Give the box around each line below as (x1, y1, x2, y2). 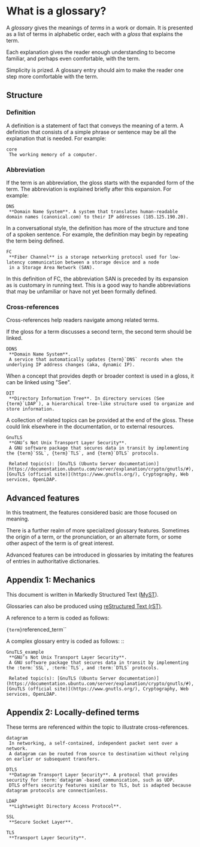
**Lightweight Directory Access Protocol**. (8, 803, 122, 809)
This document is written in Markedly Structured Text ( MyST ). (6, 591, 159, 598)
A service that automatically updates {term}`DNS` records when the (8, 357, 184, 363)
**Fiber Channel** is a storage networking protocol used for (8, 254, 168, 260)
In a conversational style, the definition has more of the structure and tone (6, 224, 189, 232)
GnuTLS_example (6, 649, 44, 655)
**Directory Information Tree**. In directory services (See (8, 396, 165, 402)
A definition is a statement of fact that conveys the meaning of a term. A (6, 122, 184, 129)
